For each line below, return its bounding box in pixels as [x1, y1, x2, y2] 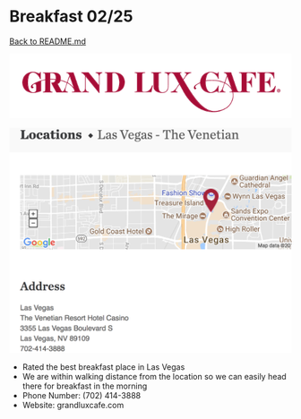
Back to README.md [9, 36, 87, 47]
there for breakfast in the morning [21, 381, 148, 391]
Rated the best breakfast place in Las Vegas [21, 362, 185, 372]
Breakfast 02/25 [9, 6, 133, 27]
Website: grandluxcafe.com [21, 400, 125, 411]
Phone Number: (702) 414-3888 [21, 390, 142, 401]
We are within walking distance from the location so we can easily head [21, 372, 287, 382]
